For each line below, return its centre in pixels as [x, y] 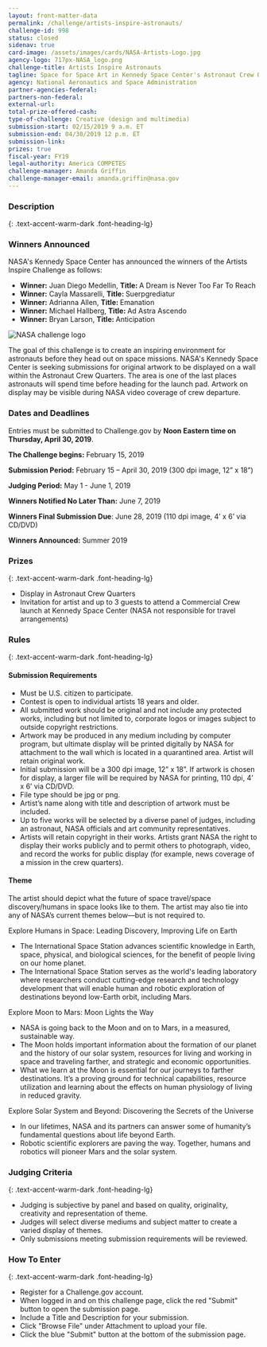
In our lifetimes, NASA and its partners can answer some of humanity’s [135, 1126]
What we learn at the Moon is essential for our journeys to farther [127, 1070]
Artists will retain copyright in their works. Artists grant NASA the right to [138, 836]
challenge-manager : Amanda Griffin [67, 171]
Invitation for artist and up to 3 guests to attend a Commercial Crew [130, 602]
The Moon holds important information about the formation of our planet [138, 1044]
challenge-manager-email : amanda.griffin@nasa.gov [94, 179]
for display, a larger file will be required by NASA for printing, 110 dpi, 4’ [136, 777]
